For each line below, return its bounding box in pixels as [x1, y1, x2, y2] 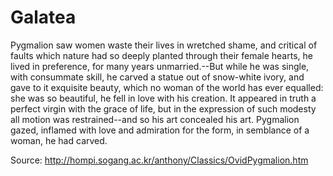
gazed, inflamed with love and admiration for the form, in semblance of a [10, 124, 310, 136]
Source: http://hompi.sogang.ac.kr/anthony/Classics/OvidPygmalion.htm [10, 154, 309, 166]
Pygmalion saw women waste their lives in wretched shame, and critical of [10, 39, 318, 51]
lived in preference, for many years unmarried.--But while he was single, [10, 60, 310, 72]
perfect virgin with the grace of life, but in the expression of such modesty [10, 102, 317, 115]
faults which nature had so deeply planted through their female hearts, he [10, 49, 313, 61]
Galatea [10, 6, 77, 29]
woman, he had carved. [10, 134, 108, 146]
